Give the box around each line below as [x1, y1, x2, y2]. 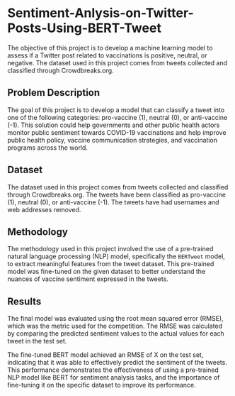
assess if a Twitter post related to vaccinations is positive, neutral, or [7, 51, 207, 60]
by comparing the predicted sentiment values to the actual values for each [7, 329, 224, 338]
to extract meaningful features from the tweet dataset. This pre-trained [7, 260, 214, 268]
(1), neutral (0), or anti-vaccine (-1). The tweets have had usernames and [7, 197, 219, 207]
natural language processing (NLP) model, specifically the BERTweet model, [7, 252, 225, 260]
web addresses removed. [7, 205, 81, 214]
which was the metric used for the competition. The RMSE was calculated [7, 321, 223, 331]
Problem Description [7, 87, 101, 99]
